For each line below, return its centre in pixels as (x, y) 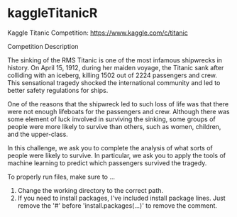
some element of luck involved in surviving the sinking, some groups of (111, 119)
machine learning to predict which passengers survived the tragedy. (107, 163)
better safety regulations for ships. (58, 90)
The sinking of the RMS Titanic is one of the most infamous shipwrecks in (115, 60)
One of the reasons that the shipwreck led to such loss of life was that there (118, 104)
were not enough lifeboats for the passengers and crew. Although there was (118, 111)
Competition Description (43, 46)
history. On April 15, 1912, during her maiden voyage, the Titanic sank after (116, 67)
